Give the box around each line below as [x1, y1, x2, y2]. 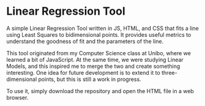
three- [161, 69, 177, 76]
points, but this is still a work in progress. [38, 75, 142, 83]
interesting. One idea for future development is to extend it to [6, 69, 160, 76]
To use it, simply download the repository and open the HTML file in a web [6, 87, 194, 94]
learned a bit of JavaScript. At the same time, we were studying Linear [6, 56, 184, 63]
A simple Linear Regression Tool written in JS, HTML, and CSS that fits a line [6, 25, 199, 32]
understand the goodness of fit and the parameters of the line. [6, 37, 164, 45]
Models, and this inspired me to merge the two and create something [6, 62, 181, 70]
